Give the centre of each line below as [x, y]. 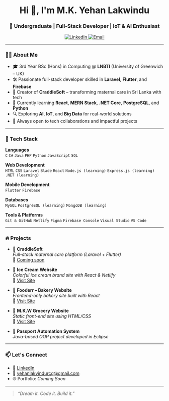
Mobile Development [27, 185]
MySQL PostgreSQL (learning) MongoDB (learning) [56, 206]
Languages [17, 150]
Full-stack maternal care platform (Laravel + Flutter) [67, 254]
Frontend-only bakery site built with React [56, 296]
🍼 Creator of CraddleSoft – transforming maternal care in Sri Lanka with [87, 92]
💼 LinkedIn [23, 368]
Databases [17, 200]
